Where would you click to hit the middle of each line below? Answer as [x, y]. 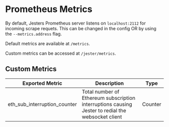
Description [110, 83]
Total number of [101, 91]
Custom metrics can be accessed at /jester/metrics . [61, 53]
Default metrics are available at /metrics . [48, 43]
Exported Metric [42, 83]
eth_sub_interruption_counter [42, 104]
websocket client [102, 116]
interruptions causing [107, 104]
